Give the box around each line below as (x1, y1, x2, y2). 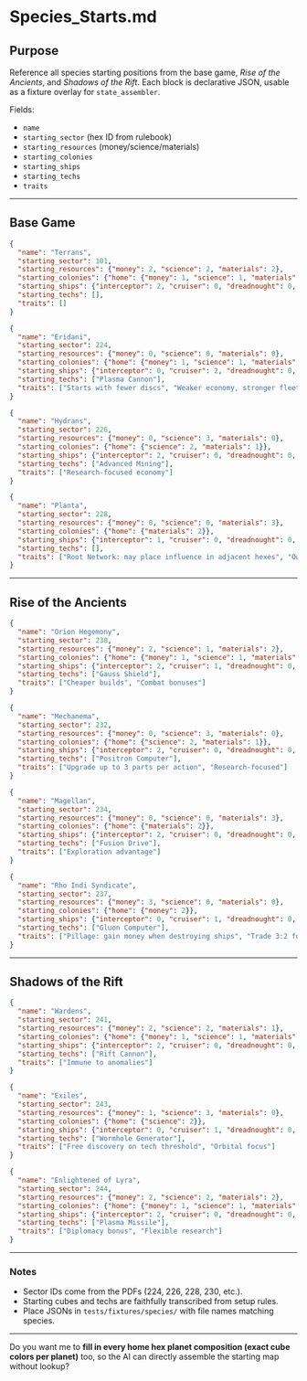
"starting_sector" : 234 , (17, 804, 112, 814)
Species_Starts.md (9, 6, 157, 27)
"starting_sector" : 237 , (17, 889, 112, 898)
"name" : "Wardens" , (17, 1007, 92, 1016)
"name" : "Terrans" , (17, 248, 92, 257)
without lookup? (9, 1361, 70, 1372)
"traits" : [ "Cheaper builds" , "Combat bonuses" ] (17, 678, 206, 687)
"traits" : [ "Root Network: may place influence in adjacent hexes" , (17, 552, 284, 561)
